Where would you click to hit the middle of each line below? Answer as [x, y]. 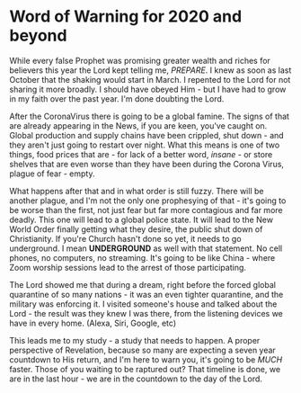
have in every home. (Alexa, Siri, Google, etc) [93, 323]
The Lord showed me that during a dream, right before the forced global [143, 284]
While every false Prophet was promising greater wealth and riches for [140, 60]
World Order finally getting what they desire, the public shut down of [136, 229]
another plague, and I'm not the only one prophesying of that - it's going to [148, 201]
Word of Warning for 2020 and [126, 17]
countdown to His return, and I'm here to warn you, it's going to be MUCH [146, 359]
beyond [38, 36]
